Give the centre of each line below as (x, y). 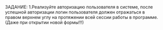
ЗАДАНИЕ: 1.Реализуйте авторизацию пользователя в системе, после (79, 7)
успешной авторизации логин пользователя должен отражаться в (75, 12)
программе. (146, 17)
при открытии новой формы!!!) (52, 22)
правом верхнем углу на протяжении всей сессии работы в (68, 17)
